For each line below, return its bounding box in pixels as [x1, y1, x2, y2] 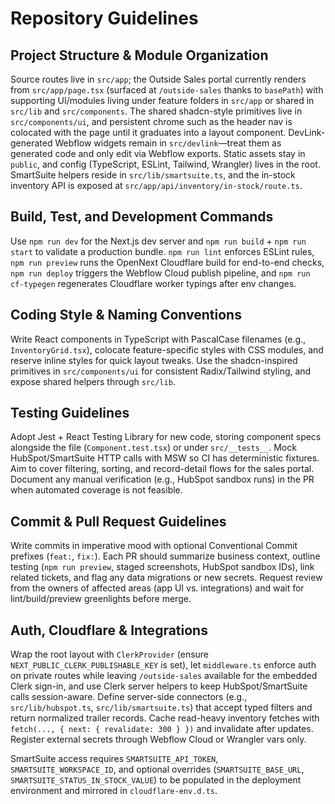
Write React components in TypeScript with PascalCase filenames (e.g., [10, 333, 307, 345]
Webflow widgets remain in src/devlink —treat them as [54, 137, 282, 149]
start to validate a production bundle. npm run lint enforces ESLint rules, [10, 245, 315, 257]
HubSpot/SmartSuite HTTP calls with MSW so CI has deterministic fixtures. [10, 452, 320, 464]
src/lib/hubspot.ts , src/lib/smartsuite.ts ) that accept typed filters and [10, 702, 313, 714]
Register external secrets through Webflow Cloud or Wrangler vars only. [10, 733, 307, 746]
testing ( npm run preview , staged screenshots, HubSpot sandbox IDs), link [10, 561, 315, 573]
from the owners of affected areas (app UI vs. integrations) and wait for [10, 582, 305, 594]
